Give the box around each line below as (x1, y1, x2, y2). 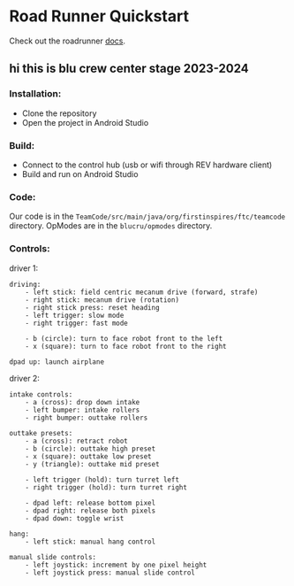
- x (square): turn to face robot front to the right (25, 342, 227, 351)
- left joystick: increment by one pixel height (25, 560, 207, 569)
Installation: (9, 88, 62, 100)
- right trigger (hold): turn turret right (25, 482, 188, 492)
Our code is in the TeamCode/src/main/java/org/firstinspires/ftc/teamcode (9, 211, 285, 222)
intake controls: (9, 389, 73, 399)
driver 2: (9, 373, 40, 383)
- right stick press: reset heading (25, 303, 161, 312)
